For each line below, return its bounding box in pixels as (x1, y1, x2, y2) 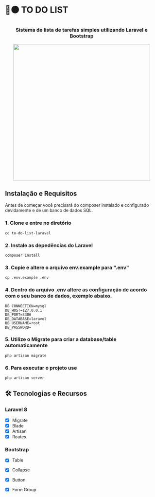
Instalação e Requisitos (5, 189, 77, 197)
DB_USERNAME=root (5, 320, 40, 325)
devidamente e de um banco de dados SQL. (5, 208, 93, 213)
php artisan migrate (5, 353, 47, 358)
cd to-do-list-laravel (5, 231, 51, 235)
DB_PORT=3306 (5, 312, 32, 317)
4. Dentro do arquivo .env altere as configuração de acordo (5, 286, 147, 293)
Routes (12, 434, 27, 440)
